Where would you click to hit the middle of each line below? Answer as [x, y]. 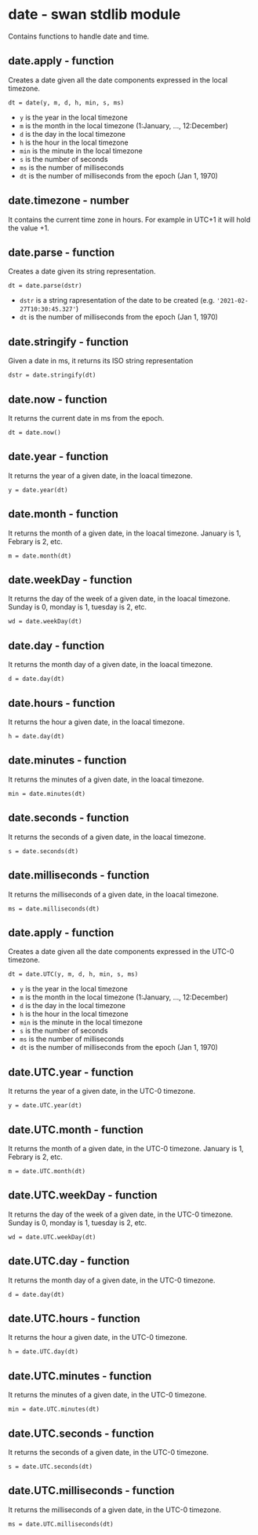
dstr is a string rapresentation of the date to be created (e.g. [117, 300]
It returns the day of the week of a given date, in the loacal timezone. [119, 598]
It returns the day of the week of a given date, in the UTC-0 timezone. [121, 1214]
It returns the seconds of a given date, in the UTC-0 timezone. [109, 1452]
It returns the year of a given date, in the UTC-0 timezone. [102, 1091]
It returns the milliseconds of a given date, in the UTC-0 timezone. [115, 1509]
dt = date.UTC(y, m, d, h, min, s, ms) [73, 974]
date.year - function [58, 456]
